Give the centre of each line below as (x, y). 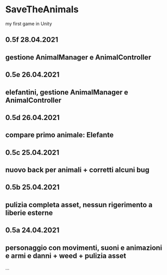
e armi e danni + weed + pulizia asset (66, 256)
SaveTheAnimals (42, 9)
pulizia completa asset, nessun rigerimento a (79, 204)
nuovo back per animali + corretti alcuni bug (77, 170)
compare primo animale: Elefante (60, 135)
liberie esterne (29, 213)
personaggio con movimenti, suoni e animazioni (84, 248)
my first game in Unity (29, 24)
